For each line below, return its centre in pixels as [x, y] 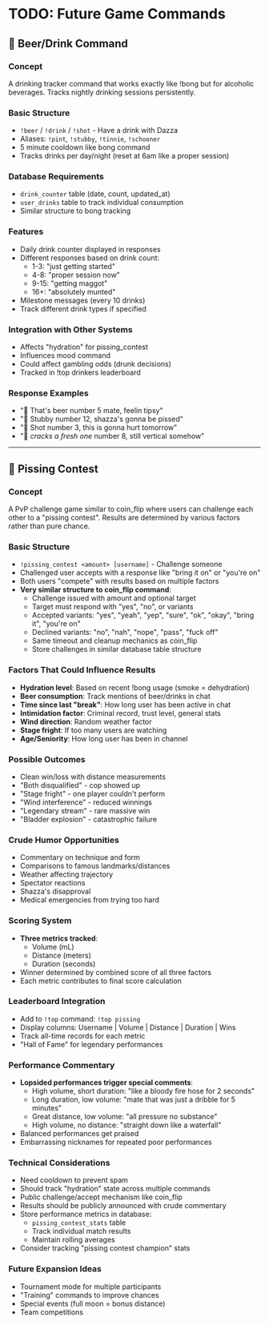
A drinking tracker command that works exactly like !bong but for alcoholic [131, 83]
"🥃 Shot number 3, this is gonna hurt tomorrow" [98, 428]
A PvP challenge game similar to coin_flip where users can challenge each [131, 509]
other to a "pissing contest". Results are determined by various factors [124, 518]
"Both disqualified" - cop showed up [80, 785]
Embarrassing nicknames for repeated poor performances [116, 1142]
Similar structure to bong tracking [75, 211]
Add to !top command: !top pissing [80, 1018]
